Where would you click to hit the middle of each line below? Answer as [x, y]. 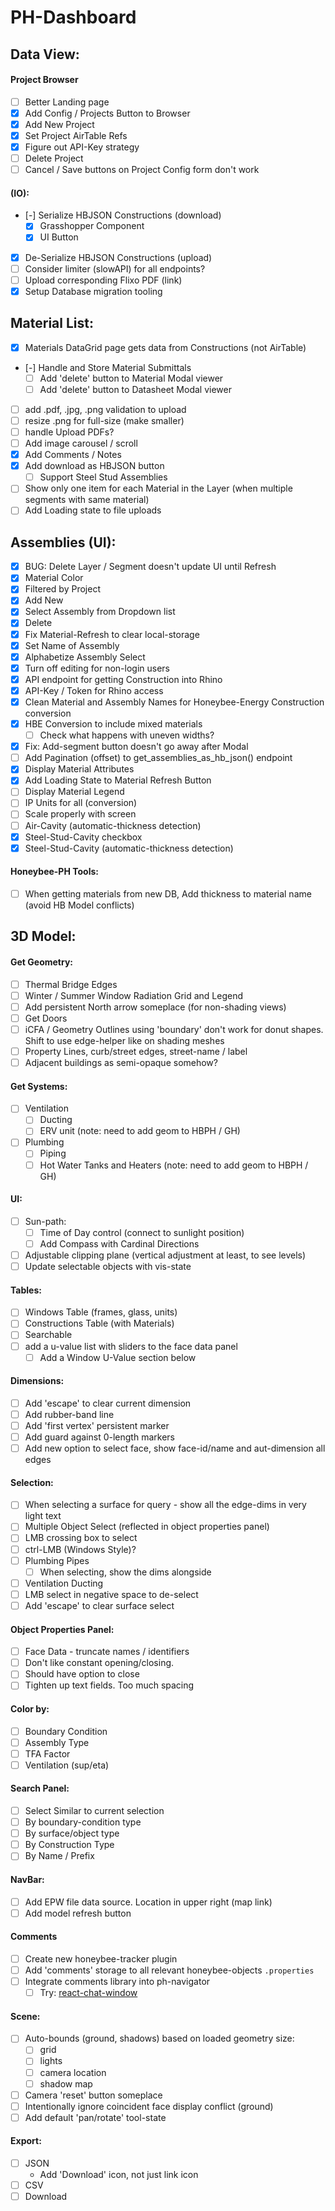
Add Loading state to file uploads [93, 510]
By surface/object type [72, 1833]
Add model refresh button [78, 1913]
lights [51, 2061]
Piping [53, 1153]
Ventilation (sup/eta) [67, 1765]
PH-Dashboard [73, 17]
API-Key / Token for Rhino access [94, 690]
